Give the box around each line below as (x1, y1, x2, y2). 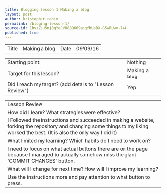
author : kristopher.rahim (5, 16, 58, 21)
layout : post (5, 12, 32, 17)
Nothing (127, 59, 146, 66)
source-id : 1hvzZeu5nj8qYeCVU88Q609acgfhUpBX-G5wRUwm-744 (5, 26, 127, 31)
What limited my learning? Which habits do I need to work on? (7, 137, 151, 144)
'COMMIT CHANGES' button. (7, 157, 75, 164)
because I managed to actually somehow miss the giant (7, 152, 137, 158)
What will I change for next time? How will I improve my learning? (7, 166, 158, 172)
